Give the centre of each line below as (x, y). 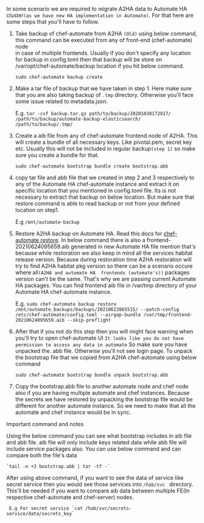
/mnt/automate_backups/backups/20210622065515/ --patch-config (97, 310)
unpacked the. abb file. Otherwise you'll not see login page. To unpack (104, 351)
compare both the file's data (42, 455)
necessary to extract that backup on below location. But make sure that (105, 197)
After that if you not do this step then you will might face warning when (104, 331)
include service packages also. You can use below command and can (94, 449)
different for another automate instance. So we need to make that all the (105, 406)
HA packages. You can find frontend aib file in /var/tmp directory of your (106, 285)
